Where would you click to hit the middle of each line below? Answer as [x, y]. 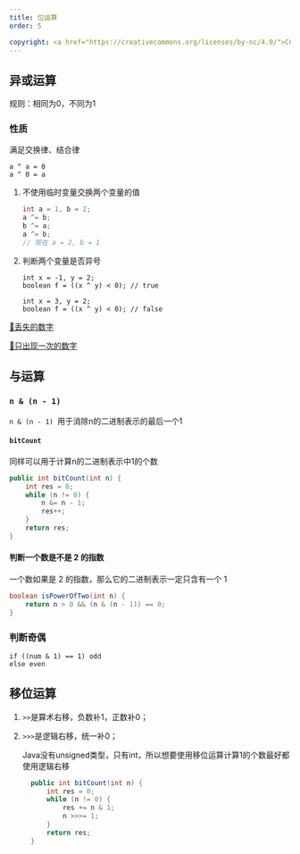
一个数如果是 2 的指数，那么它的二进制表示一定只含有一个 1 [118, 579]
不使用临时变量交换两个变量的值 [81, 192]
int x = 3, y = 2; [56, 301]
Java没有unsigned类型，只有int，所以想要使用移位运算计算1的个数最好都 [156, 755]
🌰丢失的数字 [32, 326]
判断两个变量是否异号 [61, 261]
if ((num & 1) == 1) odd [55, 656]
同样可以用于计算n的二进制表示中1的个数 [83, 461]
